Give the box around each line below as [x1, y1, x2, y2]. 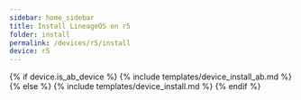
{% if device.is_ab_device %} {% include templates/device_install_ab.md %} [9, 71, 293, 82]
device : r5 [9, 47, 50, 56]
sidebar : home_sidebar [9, 13, 95, 23]
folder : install [9, 30, 70, 39]
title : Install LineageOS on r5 [9, 22, 131, 31]
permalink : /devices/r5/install [9, 38, 131, 48]
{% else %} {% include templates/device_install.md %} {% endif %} [9, 81, 261, 92]
